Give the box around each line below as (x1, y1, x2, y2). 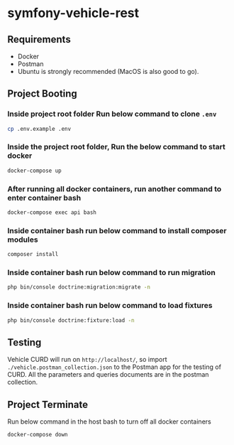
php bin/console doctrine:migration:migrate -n (7, 284, 151, 291)
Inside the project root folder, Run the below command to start (7, 142, 225, 152)
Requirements (7, 33, 71, 45)
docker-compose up (7, 167, 62, 174)
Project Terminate (7, 398, 89, 410)
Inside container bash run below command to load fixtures (7, 301, 213, 311)
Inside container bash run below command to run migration (7, 268, 216, 277)
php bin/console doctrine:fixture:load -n (7, 316, 135, 324)
